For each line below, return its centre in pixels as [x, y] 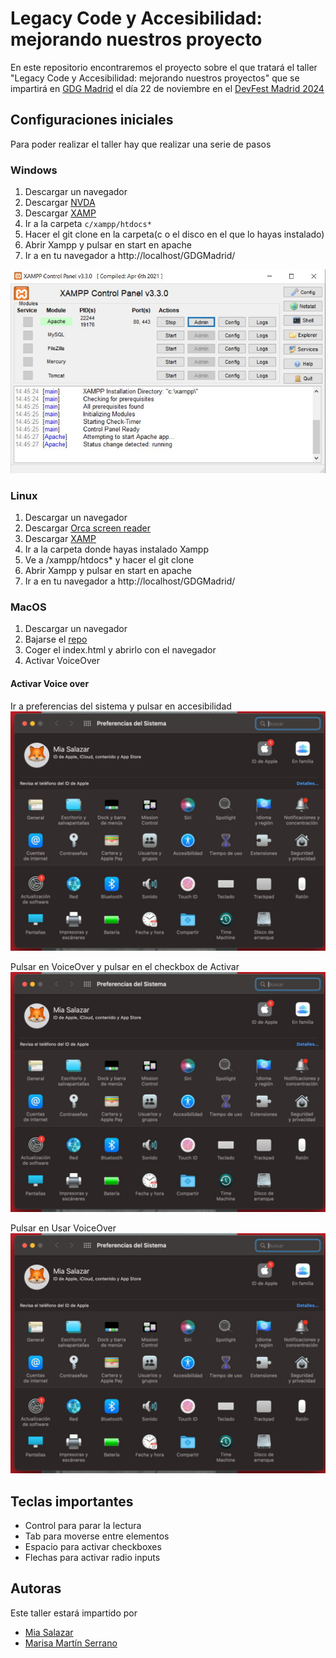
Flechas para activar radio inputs [92, 1558]
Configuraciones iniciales [92, 120]
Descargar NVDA [60, 203]
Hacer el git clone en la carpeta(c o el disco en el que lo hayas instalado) [174, 234]
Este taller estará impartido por [74, 1613]
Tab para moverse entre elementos [97, 1536]
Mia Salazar [49, 1632]
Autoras [36, 1588]
